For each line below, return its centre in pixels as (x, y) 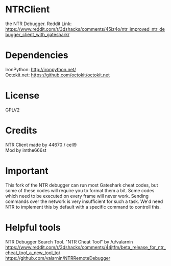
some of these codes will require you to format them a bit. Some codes (80, 190)
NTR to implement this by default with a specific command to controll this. (83, 207)
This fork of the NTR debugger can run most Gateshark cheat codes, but (82, 185)
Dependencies (37, 55)
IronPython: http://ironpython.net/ (41, 69)
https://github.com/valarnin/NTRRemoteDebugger (58, 258)
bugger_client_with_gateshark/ (38, 34)
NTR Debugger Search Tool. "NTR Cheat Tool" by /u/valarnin (69, 241)
